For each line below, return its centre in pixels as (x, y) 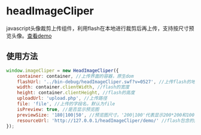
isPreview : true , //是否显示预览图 (58, 109)
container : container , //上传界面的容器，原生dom (75, 76)
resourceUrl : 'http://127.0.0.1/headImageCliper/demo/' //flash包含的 (106, 121)
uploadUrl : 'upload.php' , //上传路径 (62, 99)
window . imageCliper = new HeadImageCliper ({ (63, 70)
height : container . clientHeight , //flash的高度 (76, 93)
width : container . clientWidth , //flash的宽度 (73, 87)
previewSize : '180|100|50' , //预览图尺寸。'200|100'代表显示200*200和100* (107, 115)
